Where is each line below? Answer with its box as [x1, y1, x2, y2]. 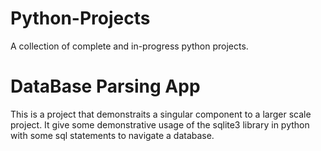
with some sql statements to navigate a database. [10, 129, 215, 141]
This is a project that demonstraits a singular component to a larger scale [10, 108, 312, 120]
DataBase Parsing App [10, 75, 201, 98]
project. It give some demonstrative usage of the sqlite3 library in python [10, 118, 310, 131]
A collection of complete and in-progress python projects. [10, 40, 249, 52]
